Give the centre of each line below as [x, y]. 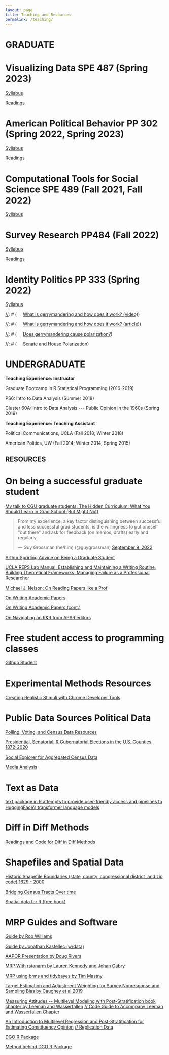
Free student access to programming [85, 638]
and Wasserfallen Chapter [32, 1012]
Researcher [17, 578]
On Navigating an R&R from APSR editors [48, 617]
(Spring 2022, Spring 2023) [65, 134]
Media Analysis [21, 767]
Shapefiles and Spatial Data [65, 862]
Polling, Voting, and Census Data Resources [51, 732]
